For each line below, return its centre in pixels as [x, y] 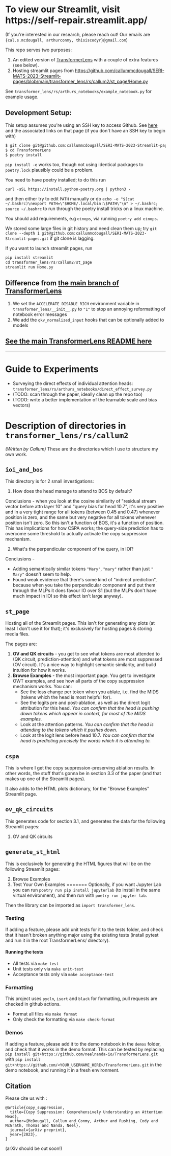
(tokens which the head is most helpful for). [66, 697]
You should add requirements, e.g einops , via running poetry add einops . [82, 219]
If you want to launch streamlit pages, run [49, 248]
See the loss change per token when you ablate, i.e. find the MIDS [89, 692]
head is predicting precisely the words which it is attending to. [85, 741]
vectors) [21, 405]
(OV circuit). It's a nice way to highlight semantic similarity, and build [84, 665]
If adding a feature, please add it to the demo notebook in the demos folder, [83, 1044]
